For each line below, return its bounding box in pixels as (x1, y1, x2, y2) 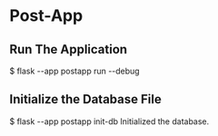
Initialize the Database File (9, 92, 162, 107)
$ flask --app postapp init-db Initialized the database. (9, 115, 210, 127)
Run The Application (9, 42, 128, 57)
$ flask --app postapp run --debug (9, 65, 140, 76)
